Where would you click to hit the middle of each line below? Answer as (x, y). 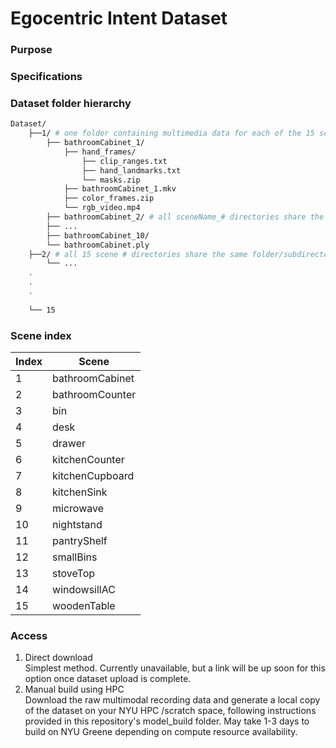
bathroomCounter (94, 394)
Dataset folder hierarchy (71, 103)
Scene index (41, 335)
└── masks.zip (111, 180)
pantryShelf (80, 540)
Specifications (46, 77)
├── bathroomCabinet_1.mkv (120, 189)
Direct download (58, 658)
